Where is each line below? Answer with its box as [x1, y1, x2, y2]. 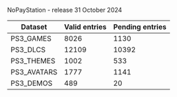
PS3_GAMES [10, 34, 52, 43]
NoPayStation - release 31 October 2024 [7, 6, 123, 14]
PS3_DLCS [10, 45, 46, 54]
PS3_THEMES [10, 56, 56, 65]
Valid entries [64, 22, 107, 32]
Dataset [20, 22, 48, 32]
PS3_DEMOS [10, 78, 53, 88]
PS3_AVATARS [10, 67, 58, 76]
